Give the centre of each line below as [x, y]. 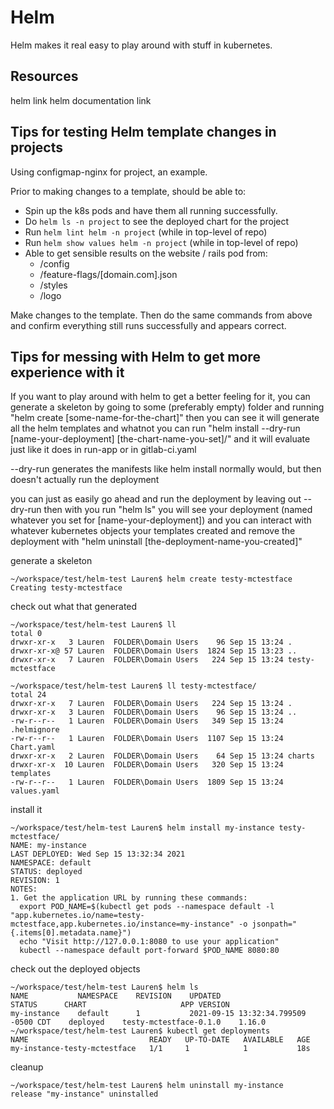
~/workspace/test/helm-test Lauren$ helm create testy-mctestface [151, 579]
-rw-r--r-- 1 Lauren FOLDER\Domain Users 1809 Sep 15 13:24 [147, 782]
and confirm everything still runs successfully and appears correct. [148, 325]
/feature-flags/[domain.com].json [108, 274]
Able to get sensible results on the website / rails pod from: [146, 253]
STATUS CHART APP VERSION [120, 1005]
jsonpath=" [274, 924]
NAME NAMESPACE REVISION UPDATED [116, 996]
